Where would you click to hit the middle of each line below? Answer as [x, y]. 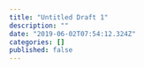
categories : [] [37, 42]
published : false [41, 50]
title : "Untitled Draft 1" [59, 17]
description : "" [39, 26]
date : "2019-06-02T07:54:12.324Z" [73, 34]
